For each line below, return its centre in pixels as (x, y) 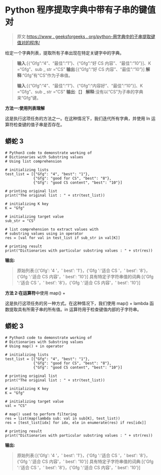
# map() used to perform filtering (41, 414)
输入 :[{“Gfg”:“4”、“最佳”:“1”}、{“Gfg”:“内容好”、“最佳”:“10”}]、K (80, 85)
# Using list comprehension (33, 161)
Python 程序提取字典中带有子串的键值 (80, 10)
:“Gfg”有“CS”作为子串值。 (47, 75)
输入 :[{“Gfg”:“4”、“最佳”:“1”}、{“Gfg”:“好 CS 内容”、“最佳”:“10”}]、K (84, 63)
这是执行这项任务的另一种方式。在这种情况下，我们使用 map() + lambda (77, 303)
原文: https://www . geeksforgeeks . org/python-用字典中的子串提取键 (86, 36)
